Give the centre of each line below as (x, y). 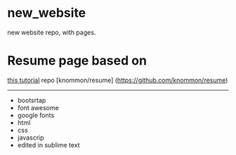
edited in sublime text (48, 144)
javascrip (31, 137)
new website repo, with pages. (52, 32)
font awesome (38, 107)
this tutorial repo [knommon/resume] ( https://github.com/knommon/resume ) (118, 80)
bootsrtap (32, 100)
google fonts (36, 115)
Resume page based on (77, 61)
